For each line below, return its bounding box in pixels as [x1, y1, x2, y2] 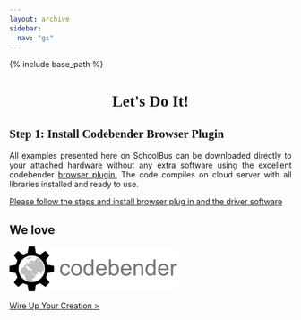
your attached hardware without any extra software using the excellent [9, 160, 292, 170]
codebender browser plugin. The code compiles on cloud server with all [9, 169, 293, 180]
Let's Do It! [111, 91, 190, 110]
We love [9, 222, 56, 238]
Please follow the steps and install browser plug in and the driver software [9, 196, 283, 207]
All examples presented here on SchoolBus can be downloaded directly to [9, 151, 292, 161]
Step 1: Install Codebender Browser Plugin [9, 126, 225, 141]
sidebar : [9, 23, 42, 33]
